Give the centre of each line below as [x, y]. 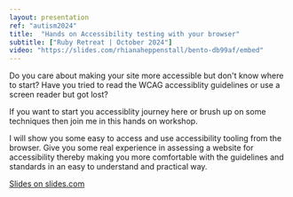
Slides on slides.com [47, 184]
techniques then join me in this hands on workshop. [103, 122]
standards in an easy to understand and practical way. [108, 167]
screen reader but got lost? [59, 95]
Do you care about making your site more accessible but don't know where [146, 75]
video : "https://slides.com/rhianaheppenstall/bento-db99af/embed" [137, 51]
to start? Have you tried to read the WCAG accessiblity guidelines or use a [145, 85]
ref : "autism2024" [43, 26]
